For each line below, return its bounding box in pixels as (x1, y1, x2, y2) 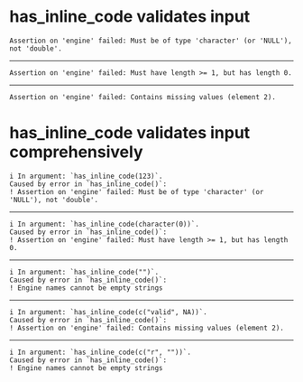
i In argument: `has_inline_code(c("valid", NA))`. (9, 307, 207, 317)
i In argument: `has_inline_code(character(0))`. (9, 219, 200, 228)
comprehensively (9, 142, 143, 163)
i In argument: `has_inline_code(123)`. (9, 172, 164, 181)
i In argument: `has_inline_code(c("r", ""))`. (9, 348, 192, 357)
